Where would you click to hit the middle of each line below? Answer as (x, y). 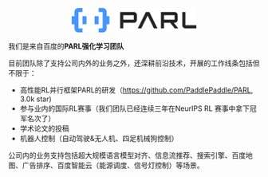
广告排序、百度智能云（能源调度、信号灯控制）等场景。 (113, 165)
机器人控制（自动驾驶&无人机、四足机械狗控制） (99, 138)
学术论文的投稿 (44, 128)
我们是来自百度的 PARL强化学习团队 (66, 46)
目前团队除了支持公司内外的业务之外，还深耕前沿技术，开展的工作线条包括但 (134, 63)
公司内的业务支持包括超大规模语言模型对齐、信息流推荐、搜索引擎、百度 (127, 155)
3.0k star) (35, 99)
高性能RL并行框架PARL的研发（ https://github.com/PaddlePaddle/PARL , (136, 90)
